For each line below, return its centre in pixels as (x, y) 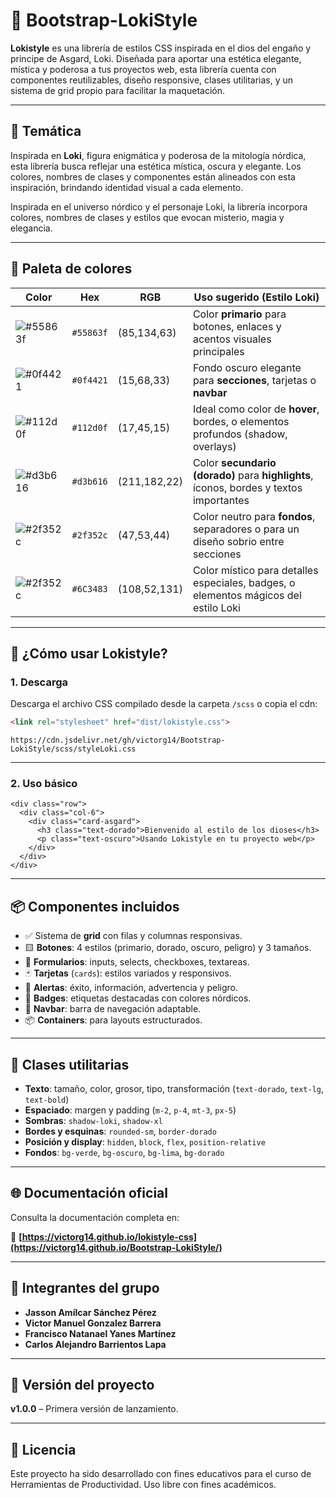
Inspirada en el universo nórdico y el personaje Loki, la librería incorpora (159, 206)
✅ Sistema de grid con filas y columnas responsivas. (133, 936)
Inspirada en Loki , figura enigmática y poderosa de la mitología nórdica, (158, 155)
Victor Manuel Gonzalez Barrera (93, 1323)
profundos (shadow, (240, 434)
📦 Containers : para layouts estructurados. (113, 1020)
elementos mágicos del (247, 595)
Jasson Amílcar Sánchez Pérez (90, 1312)
